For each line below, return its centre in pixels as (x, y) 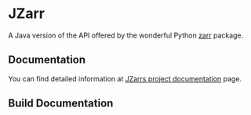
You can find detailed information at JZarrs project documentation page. (125, 78)
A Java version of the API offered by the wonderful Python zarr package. (126, 35)
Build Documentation (61, 104)
